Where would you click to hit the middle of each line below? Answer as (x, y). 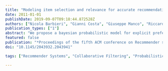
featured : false (22, 38)
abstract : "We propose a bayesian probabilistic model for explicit (78, 33)
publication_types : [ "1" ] (32, 28)
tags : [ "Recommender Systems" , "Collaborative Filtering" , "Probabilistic (85, 56)
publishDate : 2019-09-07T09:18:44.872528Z (50, 19)
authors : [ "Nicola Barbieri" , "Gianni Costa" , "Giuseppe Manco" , (74, 24)
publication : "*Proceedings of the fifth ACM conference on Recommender (82, 42)
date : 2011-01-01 (23, 14)
